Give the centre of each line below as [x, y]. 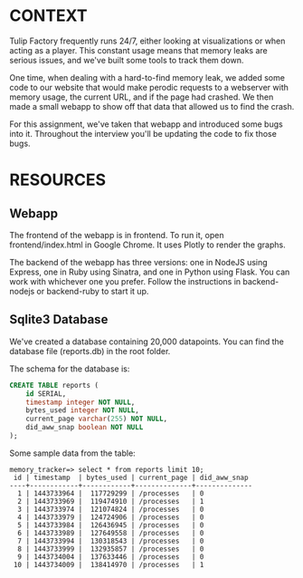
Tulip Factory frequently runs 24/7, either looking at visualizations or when [147, 41]
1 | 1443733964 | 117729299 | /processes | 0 [111, 493]
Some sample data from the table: [72, 453]
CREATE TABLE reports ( [54, 385]
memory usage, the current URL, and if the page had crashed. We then [142, 97]
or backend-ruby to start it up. [93, 291]
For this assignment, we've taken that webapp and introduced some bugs [146, 124]
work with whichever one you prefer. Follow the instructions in [125, 281]
